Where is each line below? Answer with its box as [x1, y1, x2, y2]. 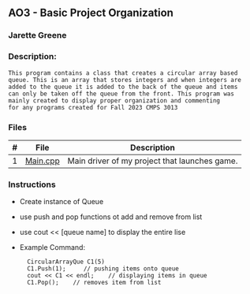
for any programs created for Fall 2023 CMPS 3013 [8, 103, 178, 111]
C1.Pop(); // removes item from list [27, 279, 162, 287]
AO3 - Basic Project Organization [8, 6, 174, 20]
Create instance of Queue [19, 197, 104, 207]
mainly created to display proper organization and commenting [8, 96, 221, 105]
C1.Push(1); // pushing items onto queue [27, 265, 179, 273]
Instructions [8, 179, 57, 190]
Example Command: [19, 243, 85, 252]
